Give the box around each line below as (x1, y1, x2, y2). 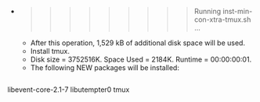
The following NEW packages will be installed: (30, 63, 179, 72)
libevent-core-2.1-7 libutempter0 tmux (7, 85, 130, 94)
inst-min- (222, 7, 253, 16)
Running (193, 7, 222, 16)
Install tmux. (30, 47, 70, 55)
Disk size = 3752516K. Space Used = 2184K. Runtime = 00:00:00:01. (30, 55, 252, 64)
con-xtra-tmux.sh (193, 15, 251, 24)
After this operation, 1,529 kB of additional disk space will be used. (30, 38, 246, 47)
